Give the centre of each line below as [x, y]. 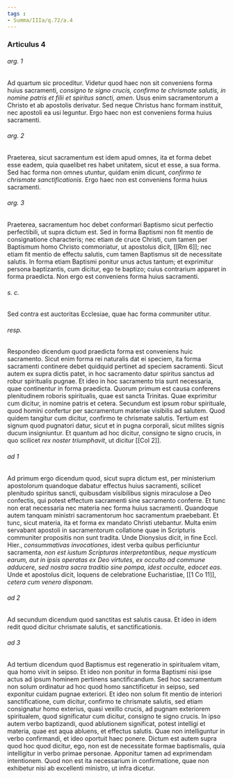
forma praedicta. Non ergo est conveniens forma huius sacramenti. [103, 277]
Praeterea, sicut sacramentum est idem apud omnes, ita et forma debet [110, 157]
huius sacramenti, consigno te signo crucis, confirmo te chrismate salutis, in [116, 90]
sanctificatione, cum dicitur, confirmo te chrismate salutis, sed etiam [105, 702]
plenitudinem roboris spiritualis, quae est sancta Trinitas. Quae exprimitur [112, 396]
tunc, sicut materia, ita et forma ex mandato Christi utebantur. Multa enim [112, 522]
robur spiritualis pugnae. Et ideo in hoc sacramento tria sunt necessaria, [110, 381]
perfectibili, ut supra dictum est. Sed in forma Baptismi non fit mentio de [110, 232]
